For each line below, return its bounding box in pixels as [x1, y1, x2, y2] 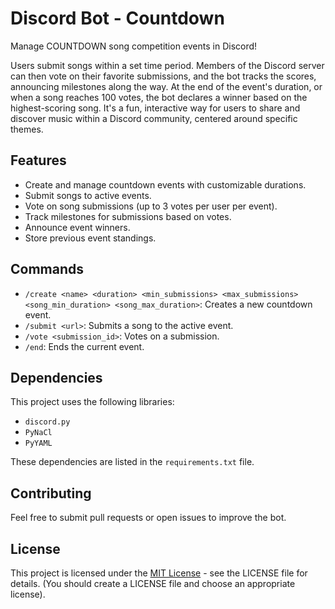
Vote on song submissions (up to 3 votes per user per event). [24, 200, 278, 212]
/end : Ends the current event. [24, 340, 145, 352]
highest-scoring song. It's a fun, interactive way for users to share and [10, 102, 301, 114]
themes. [10, 123, 44, 135]
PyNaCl [24, 428, 53, 438]
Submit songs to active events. [24, 189, 152, 201]
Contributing [10, 485, 92, 502]
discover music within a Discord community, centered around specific [10, 112, 298, 124]
